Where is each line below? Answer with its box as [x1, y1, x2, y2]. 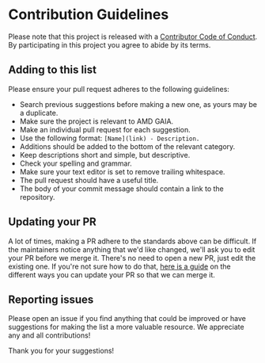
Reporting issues [8, 292, 94, 306]
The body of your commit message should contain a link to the [19, 184, 224, 193]
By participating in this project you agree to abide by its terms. [8, 40, 211, 49]
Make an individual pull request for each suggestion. [19, 124, 191, 134]
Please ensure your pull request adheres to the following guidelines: [8, 84, 229, 94]
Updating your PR [8, 216, 97, 229]
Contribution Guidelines [8, 6, 169, 24]
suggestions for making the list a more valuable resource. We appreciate [8, 323, 244, 332]
